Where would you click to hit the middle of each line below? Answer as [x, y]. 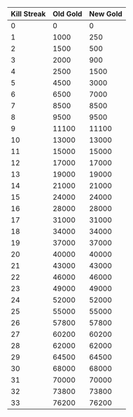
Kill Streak [28, 14]
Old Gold [67, 14]
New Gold [105, 14]
